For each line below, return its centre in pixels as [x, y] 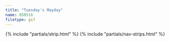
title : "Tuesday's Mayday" [34, 10]
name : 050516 [19, 15]
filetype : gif [21, 19]
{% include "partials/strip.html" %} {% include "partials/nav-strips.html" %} [85, 34]
